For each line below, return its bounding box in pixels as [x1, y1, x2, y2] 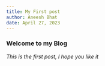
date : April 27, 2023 [6, 20, 61, 26]
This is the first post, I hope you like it [6, 53, 99, 60]
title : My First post [6, 8, 61, 15]
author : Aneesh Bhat [6, 14, 58, 20]
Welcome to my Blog [6, 39, 68, 48]
